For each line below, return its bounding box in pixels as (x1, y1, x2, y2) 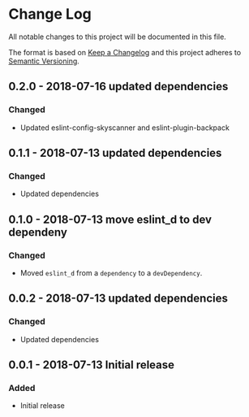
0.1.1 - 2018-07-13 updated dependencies (8, 146, 222, 160)
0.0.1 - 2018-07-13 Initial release (8, 358, 175, 372)
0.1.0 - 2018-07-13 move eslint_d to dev (8, 212, 213, 226)
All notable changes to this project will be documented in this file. (8, 32, 227, 41)
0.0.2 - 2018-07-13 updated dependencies (8, 292, 229, 306)
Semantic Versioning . (8, 56, 79, 66)
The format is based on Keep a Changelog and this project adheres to (8, 47, 242, 57)
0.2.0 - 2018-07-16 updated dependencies (8, 80, 229, 93)
